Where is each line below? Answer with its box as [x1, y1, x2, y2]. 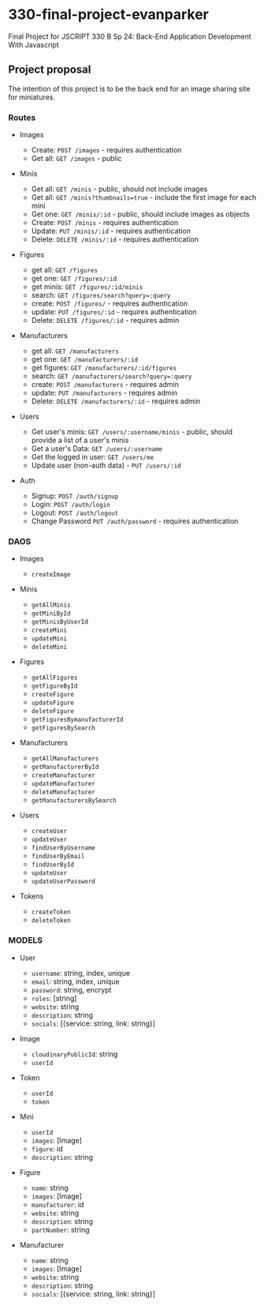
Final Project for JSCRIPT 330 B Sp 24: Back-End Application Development [8, 32, 252, 41]
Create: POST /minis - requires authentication [31, 218, 179, 227]
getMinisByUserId [31, 618, 89, 626]
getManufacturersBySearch [31, 797, 117, 805]
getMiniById [31, 610, 71, 617]
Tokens [19, 891, 44, 901]
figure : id [31, 1143, 63, 1154]
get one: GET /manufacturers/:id [31, 355, 139, 364]
